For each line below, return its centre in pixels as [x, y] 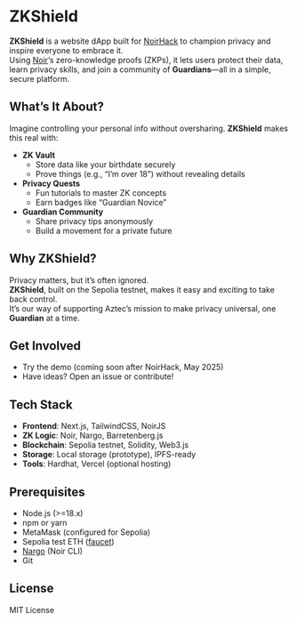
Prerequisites [47, 492]
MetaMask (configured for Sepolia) [86, 532]
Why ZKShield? [53, 258]
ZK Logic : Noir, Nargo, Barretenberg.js [92, 436]
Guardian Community [63, 212]
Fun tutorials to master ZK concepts [101, 192]
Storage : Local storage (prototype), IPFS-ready [109, 455]
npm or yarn [44, 523]
